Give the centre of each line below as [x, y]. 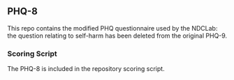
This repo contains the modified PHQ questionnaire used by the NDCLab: [112, 28]
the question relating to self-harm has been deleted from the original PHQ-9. [117, 35]
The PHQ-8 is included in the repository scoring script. [86, 69]
